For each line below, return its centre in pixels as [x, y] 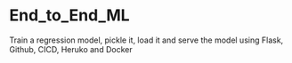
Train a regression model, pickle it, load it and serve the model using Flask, [146, 40]
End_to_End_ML [70, 16]
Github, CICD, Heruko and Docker [71, 49]
